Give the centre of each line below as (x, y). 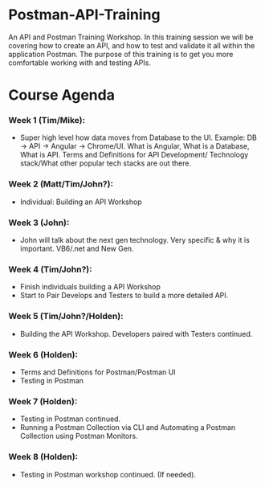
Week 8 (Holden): (43, 457)
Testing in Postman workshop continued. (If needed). (108, 474)
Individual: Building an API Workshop (81, 202)
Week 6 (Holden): (43, 354)
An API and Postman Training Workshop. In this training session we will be (131, 37)
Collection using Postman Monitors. (79, 436)
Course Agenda (61, 95)
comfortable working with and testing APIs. (79, 63)
